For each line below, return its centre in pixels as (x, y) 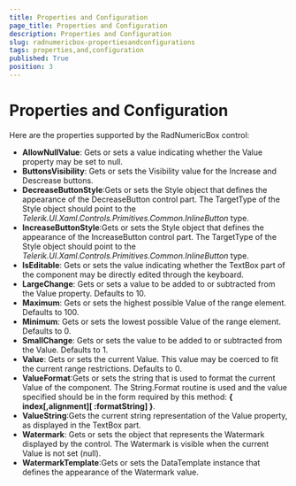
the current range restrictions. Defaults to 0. (102, 368)
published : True (39, 58)
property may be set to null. (72, 161)
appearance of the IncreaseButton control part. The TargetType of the (149, 236)
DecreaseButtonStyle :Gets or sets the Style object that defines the (144, 189)
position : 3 (31, 67)
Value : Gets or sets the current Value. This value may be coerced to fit (150, 359)
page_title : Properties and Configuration (88, 26)
